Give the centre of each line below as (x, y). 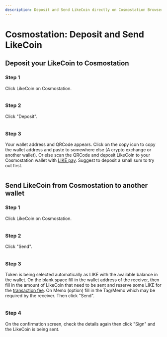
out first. (14, 166)
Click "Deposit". (21, 116)
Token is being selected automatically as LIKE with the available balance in (82, 275)
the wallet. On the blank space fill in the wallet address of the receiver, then (82, 280)
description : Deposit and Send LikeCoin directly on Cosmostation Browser (84, 10)
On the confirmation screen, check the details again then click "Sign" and (80, 324)
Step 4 (13, 313)
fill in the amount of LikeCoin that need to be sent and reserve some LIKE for (83, 285)
